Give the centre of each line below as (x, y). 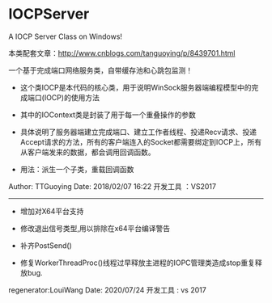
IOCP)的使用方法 (72, 97)
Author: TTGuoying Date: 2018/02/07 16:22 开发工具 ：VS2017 (113, 186)
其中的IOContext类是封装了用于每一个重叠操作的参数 (108, 115)
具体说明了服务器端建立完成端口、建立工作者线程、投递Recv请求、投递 (138, 132)
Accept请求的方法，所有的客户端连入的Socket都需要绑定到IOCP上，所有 (140, 141)
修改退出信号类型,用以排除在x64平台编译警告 (95, 228)
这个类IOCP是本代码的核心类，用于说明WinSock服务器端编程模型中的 (136, 87)
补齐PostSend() (46, 245)
